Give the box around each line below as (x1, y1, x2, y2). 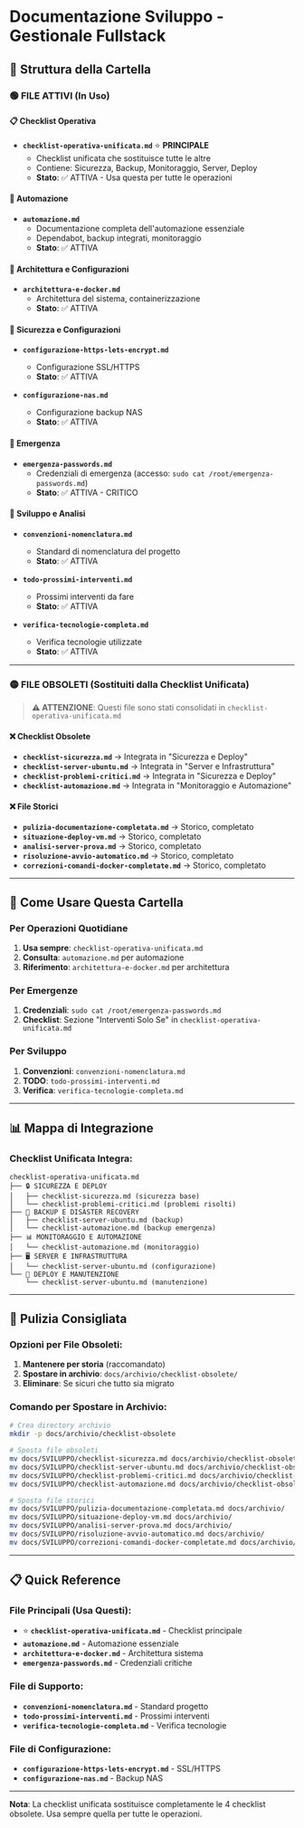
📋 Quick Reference (9, 1573, 121, 1588)
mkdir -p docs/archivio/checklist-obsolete (9, 1430, 176, 1439)
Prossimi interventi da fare (35, 591, 134, 602)
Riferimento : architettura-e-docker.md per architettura (22, 962, 230, 973)
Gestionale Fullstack (9, 25, 166, 46)
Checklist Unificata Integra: (9, 1152, 133, 1165)
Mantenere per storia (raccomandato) (22, 1359, 166, 1370)
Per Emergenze (9, 985, 79, 997)
